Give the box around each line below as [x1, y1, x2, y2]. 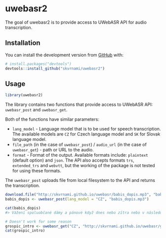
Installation [5, 39, 41, 47]
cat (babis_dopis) [5, 205, 41, 210]
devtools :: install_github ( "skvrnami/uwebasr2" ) [5, 66, 105, 71]
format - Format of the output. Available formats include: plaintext [12, 152, 148, 158]
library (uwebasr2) [5, 93, 43, 98]
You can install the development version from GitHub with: [5, 52, 124, 58]
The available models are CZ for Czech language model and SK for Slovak [12, 131, 161, 137]
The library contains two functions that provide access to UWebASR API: [5, 102, 153, 107]
